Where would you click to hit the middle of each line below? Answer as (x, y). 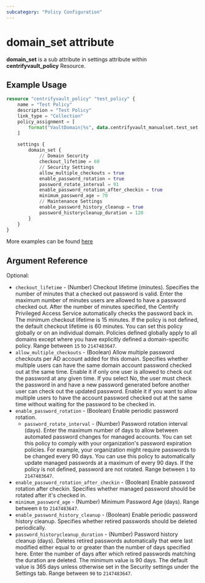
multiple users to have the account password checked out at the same (104, 398)
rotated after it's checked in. (51, 496)
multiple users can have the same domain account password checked (103, 365)
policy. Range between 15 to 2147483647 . (66, 346)
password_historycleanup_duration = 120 (91, 213)
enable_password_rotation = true (81, 179)
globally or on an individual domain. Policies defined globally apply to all (106, 333)
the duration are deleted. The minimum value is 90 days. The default (101, 560)
